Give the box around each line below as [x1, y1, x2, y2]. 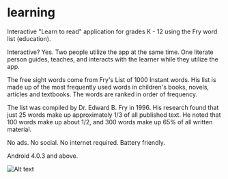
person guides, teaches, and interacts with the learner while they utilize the [7, 55, 218, 63]
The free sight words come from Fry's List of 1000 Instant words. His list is [7, 75, 216, 83]
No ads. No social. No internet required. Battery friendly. [7, 138, 165, 146]
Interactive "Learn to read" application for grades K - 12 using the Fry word [7, 27, 218, 36]
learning [7, 5, 56, 20]
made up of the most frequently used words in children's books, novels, [7, 83, 210, 91]
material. [7, 125, 32, 133]
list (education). [7, 34, 51, 42]
